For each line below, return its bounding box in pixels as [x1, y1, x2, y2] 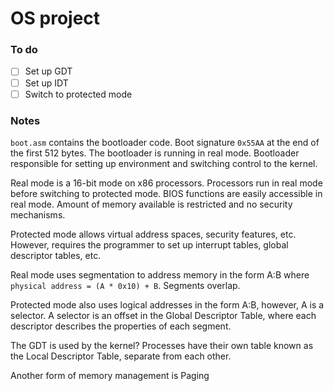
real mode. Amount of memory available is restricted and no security [10, 198, 293, 210]
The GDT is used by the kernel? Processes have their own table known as [10, 339, 314, 351]
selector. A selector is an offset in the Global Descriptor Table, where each [10, 309, 317, 321]
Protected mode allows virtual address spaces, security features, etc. [10, 228, 297, 240]
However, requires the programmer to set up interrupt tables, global [10, 238, 289, 251]
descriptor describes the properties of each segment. [10, 320, 232, 332]
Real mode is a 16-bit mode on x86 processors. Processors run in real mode [10, 177, 323, 189]
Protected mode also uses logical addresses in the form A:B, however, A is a [10, 298, 325, 311]
